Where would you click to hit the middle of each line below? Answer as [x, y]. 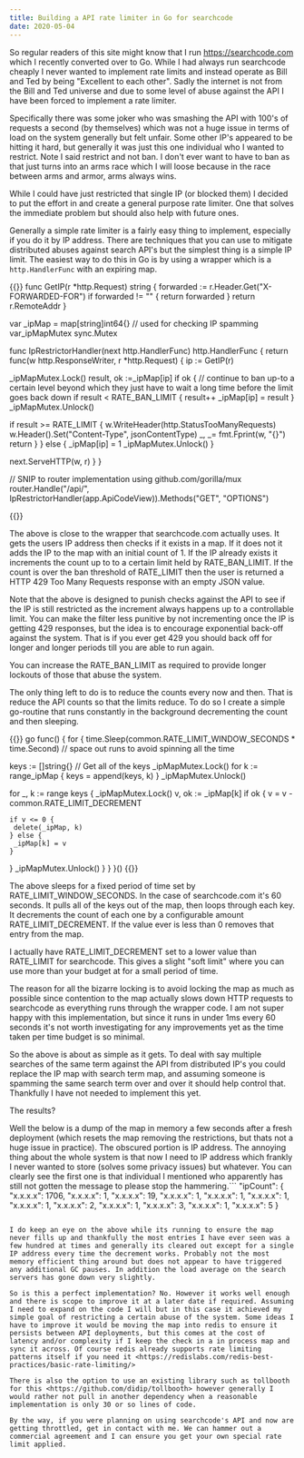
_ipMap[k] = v [40, 843]
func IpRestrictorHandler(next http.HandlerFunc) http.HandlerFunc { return [149, 350]
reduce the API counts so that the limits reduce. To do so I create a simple [147, 702]
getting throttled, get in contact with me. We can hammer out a [135, 1428]
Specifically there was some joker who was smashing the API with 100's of [149, 118]
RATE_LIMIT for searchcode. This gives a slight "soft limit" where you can [147, 961]
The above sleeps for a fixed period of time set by [103, 885]
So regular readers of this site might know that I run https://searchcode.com [152, 52]
